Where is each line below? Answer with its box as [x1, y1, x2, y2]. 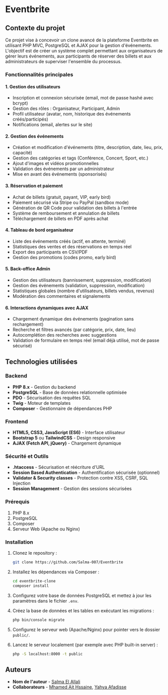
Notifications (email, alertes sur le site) [12, 122, 93, 128]
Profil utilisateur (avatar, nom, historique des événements [12, 111, 131, 117]
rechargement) [12, 322, 44, 328]
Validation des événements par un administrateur [12, 166, 115, 172]
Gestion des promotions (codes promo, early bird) [12, 254, 117, 260]
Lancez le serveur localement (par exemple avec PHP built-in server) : [12, 641, 158, 648]
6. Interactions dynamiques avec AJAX [5, 304, 89, 311]
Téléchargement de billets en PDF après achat [12, 216, 109, 222]
